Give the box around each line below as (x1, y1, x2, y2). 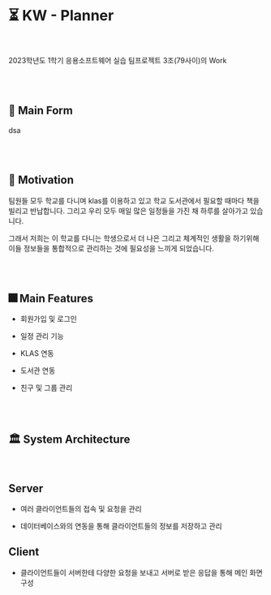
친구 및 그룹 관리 (19, 383, 73, 393)
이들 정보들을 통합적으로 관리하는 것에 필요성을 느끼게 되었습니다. (8, 243, 215, 253)
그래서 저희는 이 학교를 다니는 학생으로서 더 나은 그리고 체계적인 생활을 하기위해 (8, 233, 260, 243)
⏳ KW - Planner (8, 6, 114, 25)
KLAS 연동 (19, 349, 54, 358)
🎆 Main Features (8, 291, 93, 305)
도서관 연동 (19, 366, 56, 375)
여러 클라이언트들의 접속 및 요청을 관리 (19, 504, 142, 513)
